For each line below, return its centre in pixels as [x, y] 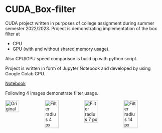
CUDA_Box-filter [41, 9]
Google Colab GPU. [25, 73]
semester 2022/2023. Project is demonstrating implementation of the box [81, 28]
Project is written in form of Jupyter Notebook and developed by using [78, 68]
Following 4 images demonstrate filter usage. [52, 93]
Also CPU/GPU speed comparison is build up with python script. [71, 58]
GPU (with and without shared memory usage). [61, 49]
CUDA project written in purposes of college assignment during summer [80, 23]
